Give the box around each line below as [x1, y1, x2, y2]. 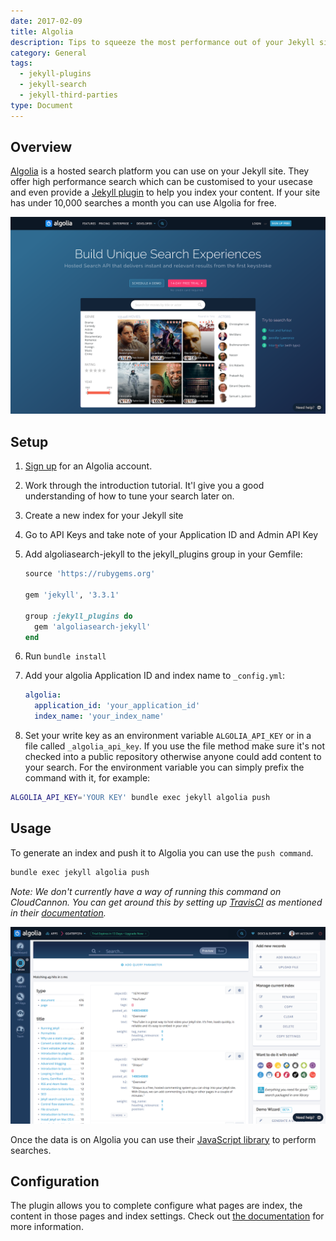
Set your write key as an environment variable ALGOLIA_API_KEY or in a [24, 730, 312, 741]
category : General [10, 48, 87, 58]
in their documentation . [10, 906, 107, 919]
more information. [10, 1221, 84, 1233]
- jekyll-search [19, 80, 87, 90]
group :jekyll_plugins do [24, 611, 133, 621]
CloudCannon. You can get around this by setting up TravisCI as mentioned [10, 896, 323, 908]
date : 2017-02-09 [10, 16, 83, 26]
